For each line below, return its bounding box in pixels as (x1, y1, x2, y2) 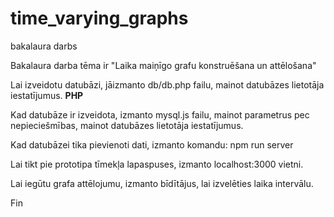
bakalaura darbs (10, 40, 78, 52)
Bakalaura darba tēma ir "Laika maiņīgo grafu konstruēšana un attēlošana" (10, 59, 317, 71)
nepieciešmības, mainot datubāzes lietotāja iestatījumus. (10, 119, 244, 131)
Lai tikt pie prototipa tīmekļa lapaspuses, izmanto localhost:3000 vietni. (10, 158, 304, 170)
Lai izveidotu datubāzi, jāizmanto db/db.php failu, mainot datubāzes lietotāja (10, 78, 325, 91)
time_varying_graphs (10, 7, 189, 30)
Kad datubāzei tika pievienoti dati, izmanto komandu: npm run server (10, 138, 294, 151)
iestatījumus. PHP (10, 89, 84, 101)
